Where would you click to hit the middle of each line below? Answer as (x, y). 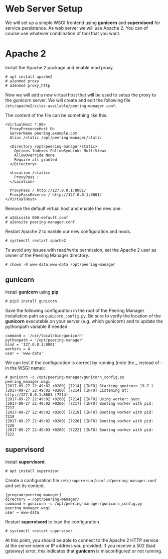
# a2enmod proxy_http (28, 85)
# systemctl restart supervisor (39, 531)
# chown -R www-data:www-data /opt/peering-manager (60, 264)
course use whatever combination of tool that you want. (63, 33)
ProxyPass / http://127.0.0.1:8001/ (48, 190)
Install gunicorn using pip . (33, 292)
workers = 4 (18, 349)
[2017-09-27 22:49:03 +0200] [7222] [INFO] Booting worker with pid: (79, 430)
